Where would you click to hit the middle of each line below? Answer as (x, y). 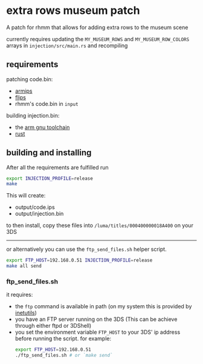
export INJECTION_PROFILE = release (50, 178)
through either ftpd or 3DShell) (53, 326)
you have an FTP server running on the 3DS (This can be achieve (96, 319)
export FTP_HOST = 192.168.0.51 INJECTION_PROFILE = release (79, 260)
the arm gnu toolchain (42, 127)
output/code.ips (35, 207)
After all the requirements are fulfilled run (57, 167)
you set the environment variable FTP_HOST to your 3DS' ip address (98, 332)
